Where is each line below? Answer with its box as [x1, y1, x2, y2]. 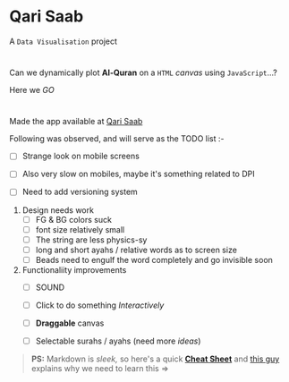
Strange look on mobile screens [21, 150, 140, 162]
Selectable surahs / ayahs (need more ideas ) [35, 335, 201, 346]
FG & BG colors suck [35, 214, 112, 225]
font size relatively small [35, 224, 125, 234]
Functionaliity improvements [21, 264, 127, 275]
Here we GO [9, 85, 55, 96]
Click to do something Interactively [35, 300, 165, 310]
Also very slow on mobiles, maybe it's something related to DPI [21, 168, 255, 180]
